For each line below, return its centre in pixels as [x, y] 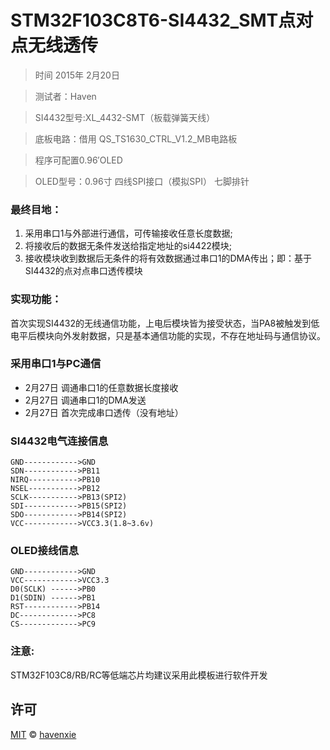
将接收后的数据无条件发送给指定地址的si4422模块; [128, 246]
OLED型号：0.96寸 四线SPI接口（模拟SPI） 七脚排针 [142, 181]
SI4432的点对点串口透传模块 [83, 271]
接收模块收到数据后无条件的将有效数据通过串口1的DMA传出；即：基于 [168, 258]
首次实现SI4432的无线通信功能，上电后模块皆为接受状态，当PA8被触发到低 [165, 323]
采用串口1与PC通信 [56, 364]
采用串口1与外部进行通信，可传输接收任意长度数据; [128, 233]
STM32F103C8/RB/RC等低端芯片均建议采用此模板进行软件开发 [139, 675]
